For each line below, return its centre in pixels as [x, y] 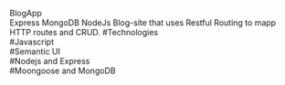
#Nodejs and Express [50, 61]
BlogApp [26, 13]
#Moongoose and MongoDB [63, 71]
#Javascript [32, 42]
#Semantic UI [35, 52]
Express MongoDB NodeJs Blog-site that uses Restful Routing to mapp [143, 23]
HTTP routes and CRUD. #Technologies [84, 32]
